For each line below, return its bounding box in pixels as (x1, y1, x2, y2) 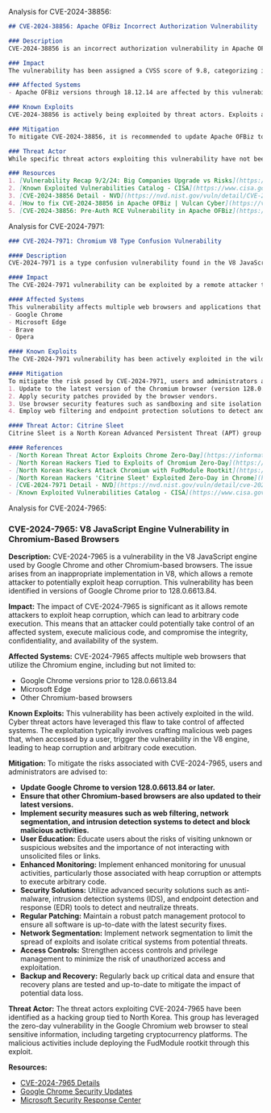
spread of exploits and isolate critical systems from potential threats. (19, 937, 248, 947)
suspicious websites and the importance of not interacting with (19, 843, 230, 852)
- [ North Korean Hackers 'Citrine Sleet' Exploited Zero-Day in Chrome (8, 473, 254, 482)
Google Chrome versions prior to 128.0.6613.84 (19, 676, 177, 686)
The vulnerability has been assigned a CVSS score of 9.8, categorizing (8, 66, 258, 75)
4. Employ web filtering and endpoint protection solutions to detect (8, 407, 251, 415)
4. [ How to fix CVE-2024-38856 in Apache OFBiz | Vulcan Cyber (8, 199, 226, 207)
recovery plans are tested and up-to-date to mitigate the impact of (19, 980, 241, 990)
